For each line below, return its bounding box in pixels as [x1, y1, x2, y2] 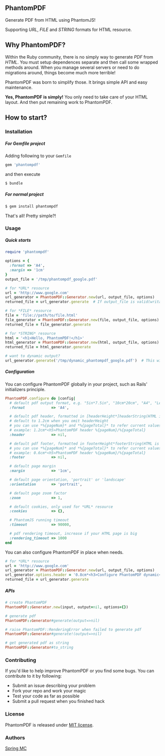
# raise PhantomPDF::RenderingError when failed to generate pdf [5, 627, 141, 632]
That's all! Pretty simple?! [5, 213, 56, 219]
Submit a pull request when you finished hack [12, 698, 105, 704]
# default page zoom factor [9, 491, 67, 495]
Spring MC [5, 745, 27, 751]
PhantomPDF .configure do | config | [5, 396, 76, 401]
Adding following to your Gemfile [5, 153, 72, 159]
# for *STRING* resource [5, 331, 56, 336]
